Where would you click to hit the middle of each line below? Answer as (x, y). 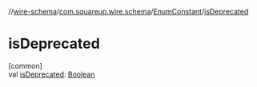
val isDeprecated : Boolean (52, 74)
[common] (25, 65)
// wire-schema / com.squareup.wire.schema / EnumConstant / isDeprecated (128, 12)
